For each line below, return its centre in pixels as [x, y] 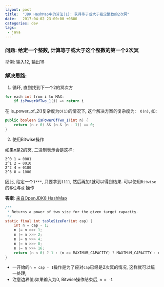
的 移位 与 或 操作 [20, 188]
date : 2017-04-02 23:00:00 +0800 [41, 19]
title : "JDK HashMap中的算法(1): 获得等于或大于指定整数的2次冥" [67, 14]
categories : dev [21, 23]
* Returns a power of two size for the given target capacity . [73, 212]
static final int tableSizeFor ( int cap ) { [49, 221]
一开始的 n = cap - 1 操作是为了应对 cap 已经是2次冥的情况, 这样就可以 [81, 267]
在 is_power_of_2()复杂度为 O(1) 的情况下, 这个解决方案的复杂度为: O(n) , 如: [81, 111]
